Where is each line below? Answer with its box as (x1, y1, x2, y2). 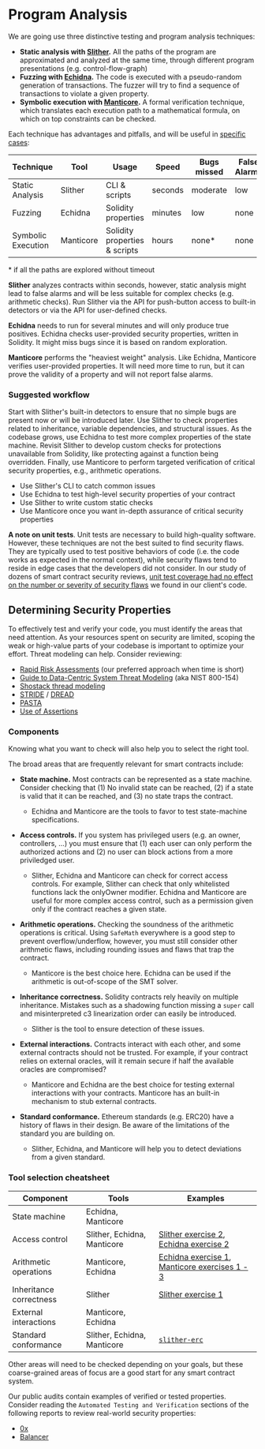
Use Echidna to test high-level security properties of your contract (19, 489, 235, 499)
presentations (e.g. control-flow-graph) (19, 63, 148, 73)
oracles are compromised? (19, 1065, 106, 1074)
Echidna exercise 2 (159, 1238, 230, 1249)
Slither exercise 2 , (159, 1229, 226, 1240)
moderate (191, 184, 227, 195)
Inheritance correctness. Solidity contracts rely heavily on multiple (19, 992, 239, 1002)
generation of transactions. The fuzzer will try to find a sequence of (19, 80, 240, 90)
